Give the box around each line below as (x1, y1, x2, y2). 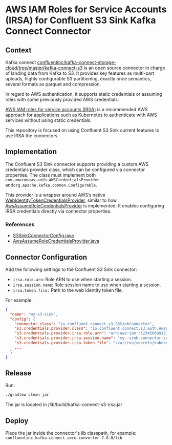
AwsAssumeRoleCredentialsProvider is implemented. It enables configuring (5, 202, 165, 208)
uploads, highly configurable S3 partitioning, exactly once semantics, (5, 76, 152, 81)
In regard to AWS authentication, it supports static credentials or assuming (5, 91, 162, 97)
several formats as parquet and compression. (5, 81, 101, 87)
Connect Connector (5, 26, 91, 37)
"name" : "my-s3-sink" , (10, 311, 58, 317)
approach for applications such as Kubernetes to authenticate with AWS (5, 112, 157, 118)
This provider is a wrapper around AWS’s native (5, 192, 106, 198)
